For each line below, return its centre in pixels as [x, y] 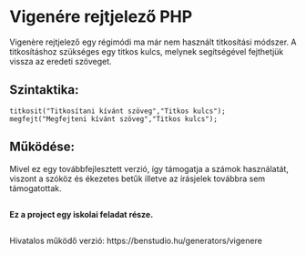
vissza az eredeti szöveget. [61, 61]
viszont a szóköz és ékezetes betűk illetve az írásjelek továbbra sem [138, 178]
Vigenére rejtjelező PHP [101, 17]
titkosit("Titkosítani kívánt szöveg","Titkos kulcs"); [117, 111]
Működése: [42, 147]
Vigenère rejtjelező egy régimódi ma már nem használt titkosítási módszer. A [153, 42]
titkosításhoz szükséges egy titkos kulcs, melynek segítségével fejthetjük [147, 51]
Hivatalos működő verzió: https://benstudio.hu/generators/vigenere [136, 241]
